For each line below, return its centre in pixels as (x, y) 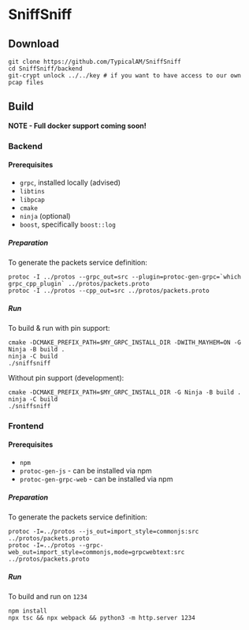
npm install (28, 611)
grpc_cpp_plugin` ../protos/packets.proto (79, 283)
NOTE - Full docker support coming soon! (78, 126)
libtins (32, 191)
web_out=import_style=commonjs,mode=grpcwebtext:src (97, 552)
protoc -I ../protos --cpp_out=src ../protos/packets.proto (109, 291)
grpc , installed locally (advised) (70, 182)
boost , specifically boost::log (67, 224)
